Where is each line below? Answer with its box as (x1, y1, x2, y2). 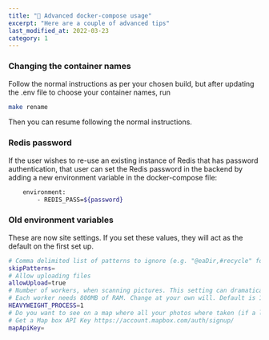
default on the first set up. (8, 241, 94, 251)
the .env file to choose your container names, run (8, 87, 171, 97)
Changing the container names (8, 61, 131, 72)
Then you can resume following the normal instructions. (8, 117, 192, 127)
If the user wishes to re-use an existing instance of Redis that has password (8, 156, 259, 165)
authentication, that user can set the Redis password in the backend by (8, 164, 243, 173)
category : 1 (8, 34, 48, 42)
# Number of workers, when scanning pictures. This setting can (8, 286, 227, 295)
